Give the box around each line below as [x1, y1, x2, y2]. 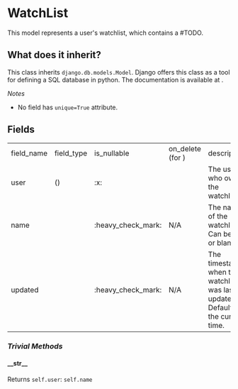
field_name [11, 148, 48, 158]
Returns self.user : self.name [7, 375, 93, 383]
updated [11, 285, 39, 295]
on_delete [169, 143, 202, 153]
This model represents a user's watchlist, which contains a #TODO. [7, 28, 204, 37]
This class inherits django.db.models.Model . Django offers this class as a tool [7, 67, 230, 76]
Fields [7, 124, 35, 136]
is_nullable [94, 148, 130, 158]
